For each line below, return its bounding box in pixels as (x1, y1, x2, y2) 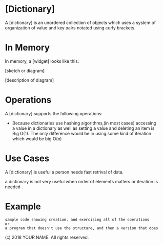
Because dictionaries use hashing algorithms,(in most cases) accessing (12, 120, 157, 126)
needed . (5, 184, 23, 190)
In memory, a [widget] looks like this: (5, 58, 79, 64)
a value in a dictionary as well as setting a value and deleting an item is (12, 125, 155, 131)
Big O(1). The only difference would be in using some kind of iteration (12, 130, 152, 136)
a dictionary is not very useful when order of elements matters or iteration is (5, 178, 158, 184)
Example (5, 201, 41, 212)
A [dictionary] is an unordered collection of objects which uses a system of (5, 20, 156, 25)
